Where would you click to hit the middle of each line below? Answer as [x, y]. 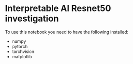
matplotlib [22, 56]
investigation [32, 19]
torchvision [23, 51]
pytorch [20, 46]
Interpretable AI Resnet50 [58, 8]
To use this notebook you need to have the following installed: [67, 32]
